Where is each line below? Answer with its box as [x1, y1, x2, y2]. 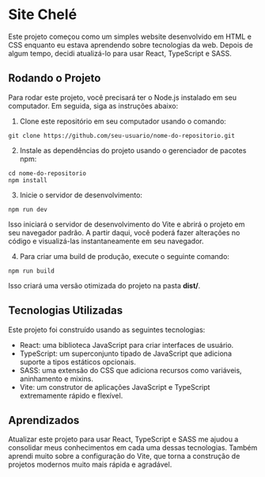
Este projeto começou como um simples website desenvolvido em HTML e [8, 32, 252, 41]
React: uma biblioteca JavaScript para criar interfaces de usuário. [19, 340, 234, 349]
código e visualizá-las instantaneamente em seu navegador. [8, 236, 204, 246]
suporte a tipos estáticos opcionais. [19, 357, 136, 366]
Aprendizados [8, 414, 80, 427]
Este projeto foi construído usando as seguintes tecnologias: [8, 325, 206, 334]
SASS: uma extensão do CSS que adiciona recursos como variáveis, [19, 365, 243, 375]
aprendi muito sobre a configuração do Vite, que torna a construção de [8, 452, 240, 461]
